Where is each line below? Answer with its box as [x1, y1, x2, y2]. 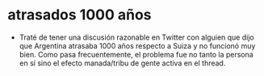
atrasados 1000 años [7, 6, 152, 24]
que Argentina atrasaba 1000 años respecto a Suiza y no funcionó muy [19, 40, 256, 50]
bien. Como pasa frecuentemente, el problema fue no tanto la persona [19, 49, 254, 59]
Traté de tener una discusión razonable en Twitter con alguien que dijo [19, 32, 255, 42]
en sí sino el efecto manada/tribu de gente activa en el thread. [19, 58, 226, 68]
